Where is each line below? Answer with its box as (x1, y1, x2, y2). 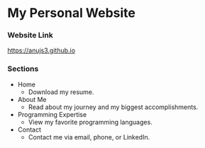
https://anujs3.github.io (7, 46, 76, 55)
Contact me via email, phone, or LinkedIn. (28, 132, 150, 141)
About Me (17, 95, 48, 103)
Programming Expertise (17, 110, 87, 118)
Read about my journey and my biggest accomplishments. (28, 103, 199, 111)
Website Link (7, 30, 53, 40)
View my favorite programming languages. (28, 118, 153, 126)
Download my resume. (28, 87, 94, 96)
